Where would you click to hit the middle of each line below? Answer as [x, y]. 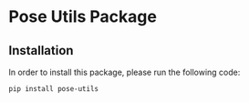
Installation [41, 51]
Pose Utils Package [83, 17]
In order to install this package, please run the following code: [124, 72]
